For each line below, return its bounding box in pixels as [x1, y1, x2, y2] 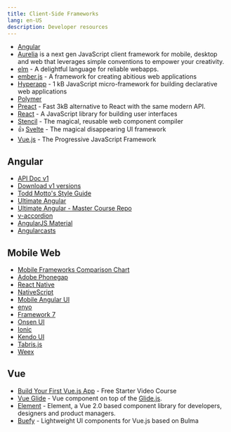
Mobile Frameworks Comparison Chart [17, 266, 130, 274]
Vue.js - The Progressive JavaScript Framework [17, 135, 157, 144]
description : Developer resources [7, 23, 109, 30]
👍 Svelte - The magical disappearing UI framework [17, 125, 166, 133]
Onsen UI [17, 318, 45, 326]
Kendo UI [17, 333, 45, 341]
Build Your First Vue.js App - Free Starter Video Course [17, 386, 177, 395]
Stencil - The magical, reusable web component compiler [17, 117, 184, 126]
